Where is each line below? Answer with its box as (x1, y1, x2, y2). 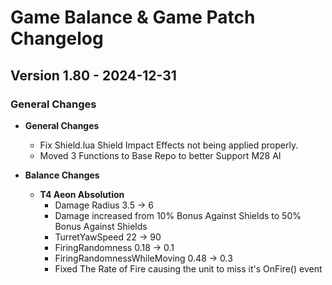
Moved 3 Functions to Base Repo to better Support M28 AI (39, 149, 282, 161)
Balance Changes (24, 169, 100, 181)
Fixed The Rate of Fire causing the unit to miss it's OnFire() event (54, 262, 323, 275)
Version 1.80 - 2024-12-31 (10, 67, 177, 84)
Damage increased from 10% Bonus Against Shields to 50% (54, 209, 302, 221)
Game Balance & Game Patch (10, 6, 256, 29)
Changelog (10, 27, 104, 50)
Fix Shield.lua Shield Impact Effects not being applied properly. (39, 139, 299, 151)
